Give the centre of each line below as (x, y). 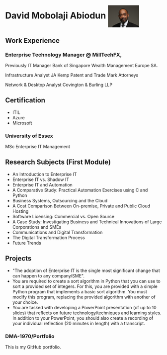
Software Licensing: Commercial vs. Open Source (63, 216)
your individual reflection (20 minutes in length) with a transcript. (79, 323)
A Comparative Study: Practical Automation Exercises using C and (80, 190)
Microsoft (22, 123)
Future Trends (27, 243)
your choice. (25, 302)
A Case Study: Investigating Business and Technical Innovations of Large (87, 222)
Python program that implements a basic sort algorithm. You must (80, 291)
